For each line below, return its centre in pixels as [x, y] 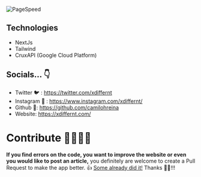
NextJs [24, 42]
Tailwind [25, 48]
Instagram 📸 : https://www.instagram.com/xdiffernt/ [79, 101]
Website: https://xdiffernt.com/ [53, 114]
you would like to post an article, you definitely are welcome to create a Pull [101, 161]
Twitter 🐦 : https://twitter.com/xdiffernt [63, 92]
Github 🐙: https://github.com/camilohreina [67, 107]
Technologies [32, 28]
